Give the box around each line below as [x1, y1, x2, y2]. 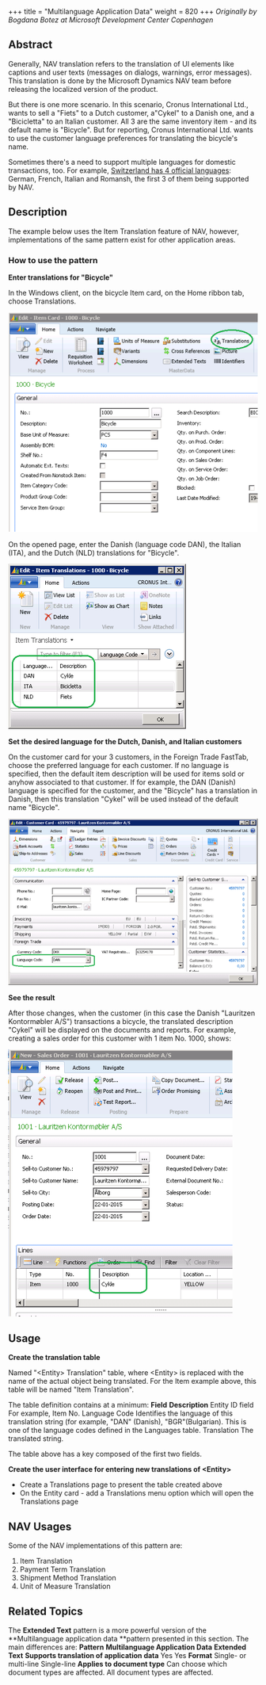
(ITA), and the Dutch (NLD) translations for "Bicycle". [8, 548, 180, 558]
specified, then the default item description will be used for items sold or [8, 769, 245, 779]
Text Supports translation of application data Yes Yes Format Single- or [8, 1651, 247, 1660]
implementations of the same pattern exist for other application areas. [8, 235, 236, 244]
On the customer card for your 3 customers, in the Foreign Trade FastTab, [8, 752, 249, 762]
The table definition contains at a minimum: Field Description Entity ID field [8, 1400, 254, 1410]
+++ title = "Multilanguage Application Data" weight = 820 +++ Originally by [8, 7, 257, 16]
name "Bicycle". [8, 803, 60, 812]
